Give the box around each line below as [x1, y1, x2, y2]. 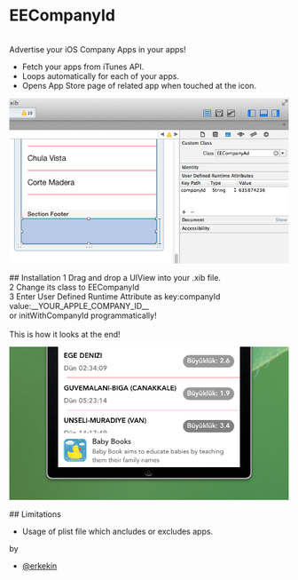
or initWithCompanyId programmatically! [9, 310, 157, 321]
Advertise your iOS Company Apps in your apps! [9, 44, 186, 54]
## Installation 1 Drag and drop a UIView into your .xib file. [9, 273, 222, 283]
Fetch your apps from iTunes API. [21, 61, 145, 72]
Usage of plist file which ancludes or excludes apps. [21, 526, 214, 536]
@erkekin [21, 560, 58, 571]
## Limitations [9, 508, 62, 520]
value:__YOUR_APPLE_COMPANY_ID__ [9, 301, 149, 312]
